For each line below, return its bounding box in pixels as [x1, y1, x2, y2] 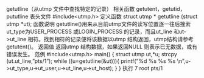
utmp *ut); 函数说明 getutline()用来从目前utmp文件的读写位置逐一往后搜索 [6, 21, 191, 27]
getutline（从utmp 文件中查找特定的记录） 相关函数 [6, 5, 135, 12]
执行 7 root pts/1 [122, 65, 163, 71]
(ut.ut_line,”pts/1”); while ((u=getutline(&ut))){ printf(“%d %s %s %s [6, 57, 176, 65]
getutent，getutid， [136, 5, 186, 12]
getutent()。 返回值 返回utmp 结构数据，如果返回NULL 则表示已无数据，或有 [6, 43, 198, 50]
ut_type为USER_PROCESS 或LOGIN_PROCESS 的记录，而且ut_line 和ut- [6, 28, 187, 35]
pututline [6, 13, 29, 20]
